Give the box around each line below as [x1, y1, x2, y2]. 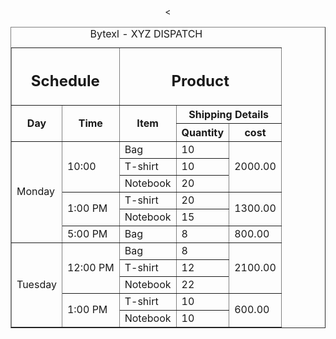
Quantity [181, 125, 225, 139]
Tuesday [16, 277, 57, 291]
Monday [16, 185, 56, 198]
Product [171, 71, 230, 90]
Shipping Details [188, 107, 269, 121]
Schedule [30, 71, 100, 90]
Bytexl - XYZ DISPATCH [89, 27, 203, 40]
